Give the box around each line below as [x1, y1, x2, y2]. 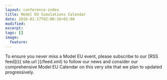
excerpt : [5, 26, 23, 31]
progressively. [5, 69, 34, 75]
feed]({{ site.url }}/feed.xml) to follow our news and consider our [5, 58, 138, 65]
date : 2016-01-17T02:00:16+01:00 [5, 16, 75, 21]
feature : [9, 40, 28, 45]
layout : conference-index [5, 7, 59, 12]
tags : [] [5, 30, 23, 35]
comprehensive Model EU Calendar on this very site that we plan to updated [5, 64, 162, 70]
